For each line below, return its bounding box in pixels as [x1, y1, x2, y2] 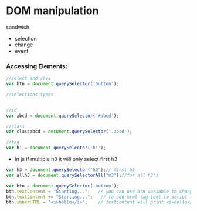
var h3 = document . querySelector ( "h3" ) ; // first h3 [6, 167, 135, 173]
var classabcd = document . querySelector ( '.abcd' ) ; [6, 129, 133, 135]
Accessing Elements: [6, 62, 68, 70]
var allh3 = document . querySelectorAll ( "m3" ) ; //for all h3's [6, 172, 159, 178]
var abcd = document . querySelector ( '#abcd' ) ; [6, 113, 119, 119]
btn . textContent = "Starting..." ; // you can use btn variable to [6, 188, 177, 195]
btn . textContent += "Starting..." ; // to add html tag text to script [6, 194, 188, 200]
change [14, 41, 33, 48]
